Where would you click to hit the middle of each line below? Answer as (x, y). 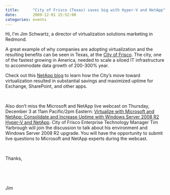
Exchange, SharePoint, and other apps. (46, 86)
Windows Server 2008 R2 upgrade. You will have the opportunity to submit (84, 133)
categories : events (26, 19)
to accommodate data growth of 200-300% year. (57, 66)
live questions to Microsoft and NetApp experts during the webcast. (77, 139)
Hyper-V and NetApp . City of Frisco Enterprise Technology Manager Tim (82, 123)
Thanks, (14, 158)
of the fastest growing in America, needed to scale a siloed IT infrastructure (85, 60)
